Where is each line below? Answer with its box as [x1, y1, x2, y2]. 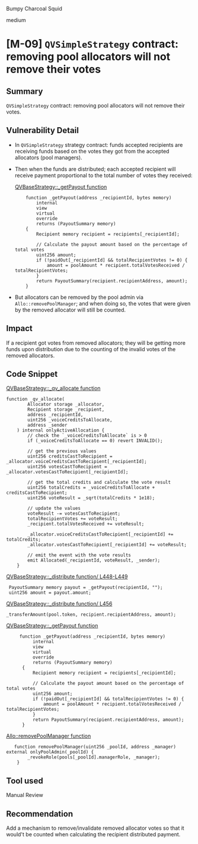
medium [6, 17, 26, 23]
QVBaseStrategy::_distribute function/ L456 [6, 600, 113, 607]
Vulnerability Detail [6, 125, 79, 136]
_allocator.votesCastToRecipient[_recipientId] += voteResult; [27, 542, 187, 548]
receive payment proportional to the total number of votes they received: [14, 172, 193, 179]
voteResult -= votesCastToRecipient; [27, 511, 120, 517]
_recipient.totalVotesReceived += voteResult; [27, 521, 145, 527]
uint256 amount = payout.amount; [8, 590, 92, 596]
